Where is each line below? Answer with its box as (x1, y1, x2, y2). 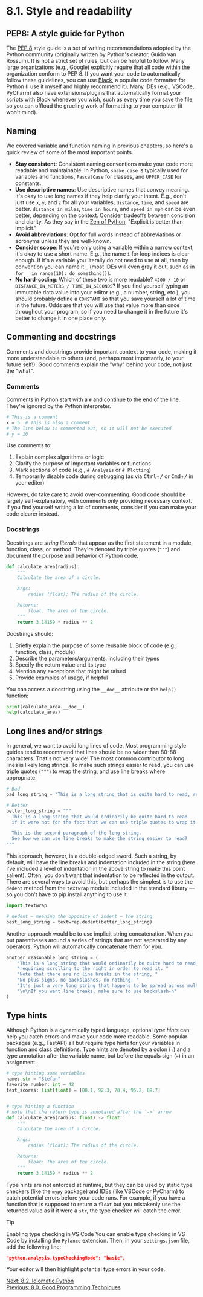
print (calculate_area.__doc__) (6, 703, 85, 710)
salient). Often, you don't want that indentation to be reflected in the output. (6, 872, 195, 879)
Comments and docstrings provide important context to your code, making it (6, 348, 197, 355)
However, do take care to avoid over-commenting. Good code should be (6, 491, 186, 498)
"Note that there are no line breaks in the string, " (17, 971, 158, 977)
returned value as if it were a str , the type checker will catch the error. (6, 1207, 182, 1214)
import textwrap (6, 902, 47, 909)
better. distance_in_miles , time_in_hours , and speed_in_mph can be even (14, 205, 196, 212)
